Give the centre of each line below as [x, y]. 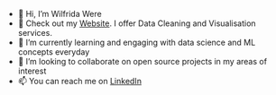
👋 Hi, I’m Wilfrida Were [60, 14]
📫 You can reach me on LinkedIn [80, 81]
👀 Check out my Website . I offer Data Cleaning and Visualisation [137, 23]
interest [32, 71]
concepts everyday [54, 52]
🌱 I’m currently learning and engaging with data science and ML [137, 42]
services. [35, 33]
